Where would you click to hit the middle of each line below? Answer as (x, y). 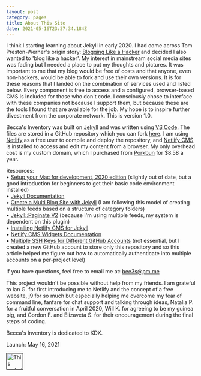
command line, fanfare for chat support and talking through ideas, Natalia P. (100, 302)
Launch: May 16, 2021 (33, 345)
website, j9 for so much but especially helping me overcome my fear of (94, 296)
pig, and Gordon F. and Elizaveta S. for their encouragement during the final (100, 315)
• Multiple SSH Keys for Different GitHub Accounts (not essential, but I (93, 241)
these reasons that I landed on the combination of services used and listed (98, 84)
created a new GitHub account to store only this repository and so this (93, 247)
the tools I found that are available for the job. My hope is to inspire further (98, 109)
